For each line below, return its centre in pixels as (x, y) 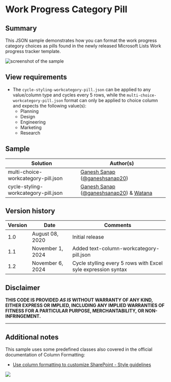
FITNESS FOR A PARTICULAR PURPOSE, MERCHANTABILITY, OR (75, 311)
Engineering (33, 122)
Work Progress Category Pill (66, 9)
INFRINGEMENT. (23, 316)
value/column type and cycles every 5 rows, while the (69, 95)
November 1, (48, 248)
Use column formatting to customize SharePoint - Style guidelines (82, 365)
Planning (30, 111)
